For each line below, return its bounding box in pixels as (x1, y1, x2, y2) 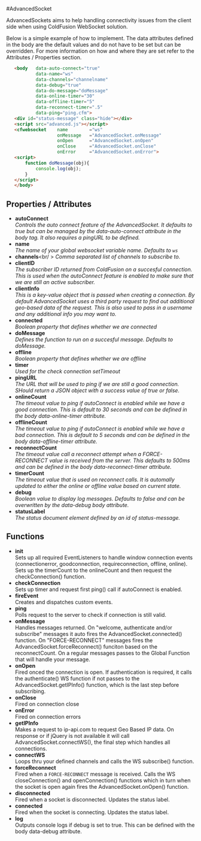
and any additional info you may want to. (14, 311, 117, 318)
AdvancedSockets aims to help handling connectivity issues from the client (6, 17, 191, 23)
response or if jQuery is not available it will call (14, 732, 130, 739)
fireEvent (14, 592, 39, 599)
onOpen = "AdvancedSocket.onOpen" (57, 138, 154, 144)
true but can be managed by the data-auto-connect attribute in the (14, 228, 181, 235)
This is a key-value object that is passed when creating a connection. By (14, 291, 195, 299)
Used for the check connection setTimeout (14, 368, 121, 375)
